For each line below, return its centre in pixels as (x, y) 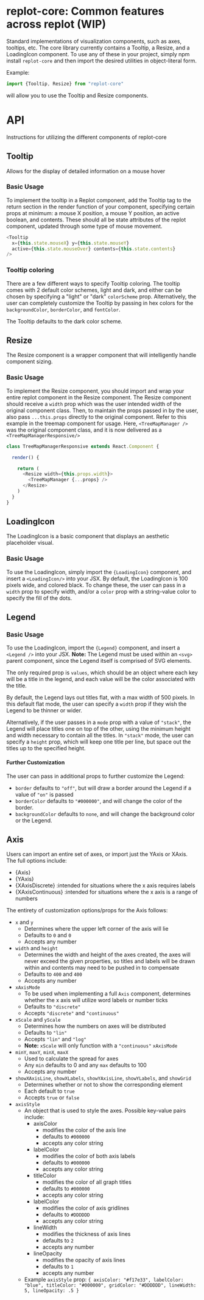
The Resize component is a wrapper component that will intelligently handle (101, 355)
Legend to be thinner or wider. (44, 711)
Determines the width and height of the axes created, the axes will (107, 955)
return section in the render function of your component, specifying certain (100, 207)
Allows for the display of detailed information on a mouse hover (86, 171)
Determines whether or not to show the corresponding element (103, 1085)
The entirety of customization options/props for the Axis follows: (87, 910)
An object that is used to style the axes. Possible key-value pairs (105, 1110)
